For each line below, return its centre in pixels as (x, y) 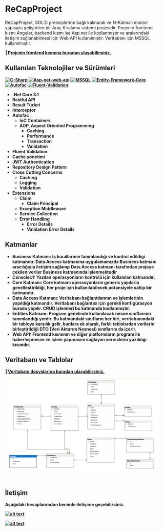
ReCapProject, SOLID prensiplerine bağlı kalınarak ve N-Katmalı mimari (76, 22)
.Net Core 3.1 (25, 94)
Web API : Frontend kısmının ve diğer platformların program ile (76, 334)
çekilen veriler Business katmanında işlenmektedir (64, 272)
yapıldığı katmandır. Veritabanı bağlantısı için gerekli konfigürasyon (82, 303)
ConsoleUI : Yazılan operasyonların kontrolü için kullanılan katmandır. (83, 277)
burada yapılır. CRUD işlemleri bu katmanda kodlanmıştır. (71, 308)
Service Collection (39, 214)
